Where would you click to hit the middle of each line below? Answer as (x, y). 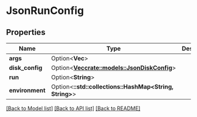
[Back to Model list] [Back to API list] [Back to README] (73, 108)
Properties (26, 32)
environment (27, 90)
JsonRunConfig (45, 11)
